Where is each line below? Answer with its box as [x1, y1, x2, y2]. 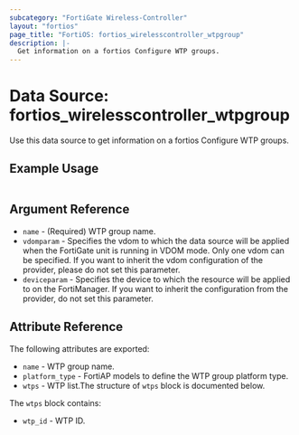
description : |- [9, 38, 70, 48]
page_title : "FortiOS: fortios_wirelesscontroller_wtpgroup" [9, 30, 245, 39]
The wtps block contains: [9, 397, 102, 408]
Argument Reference [9, 202, 130, 217]
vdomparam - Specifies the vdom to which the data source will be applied [22, 235, 290, 246]
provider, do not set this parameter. [22, 293, 154, 304]
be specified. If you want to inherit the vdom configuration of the [22, 254, 264, 265]
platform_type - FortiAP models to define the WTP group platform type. [22, 370, 289, 381]
